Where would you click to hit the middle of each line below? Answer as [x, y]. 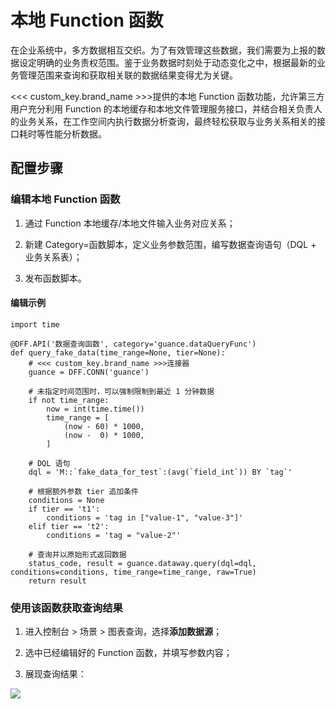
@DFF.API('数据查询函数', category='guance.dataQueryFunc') [133, 344]
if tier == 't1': [64, 509]
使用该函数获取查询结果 [66, 608]
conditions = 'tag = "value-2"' [114, 535]
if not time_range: [69, 400]
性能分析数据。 [75, 133]
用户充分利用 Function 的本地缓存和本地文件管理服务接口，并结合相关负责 [162, 108]
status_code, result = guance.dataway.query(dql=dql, [142, 563]
